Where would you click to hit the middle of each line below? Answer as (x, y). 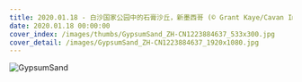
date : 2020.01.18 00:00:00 (60, 26)
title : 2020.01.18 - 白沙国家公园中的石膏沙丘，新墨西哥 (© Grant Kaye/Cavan (147, 17)
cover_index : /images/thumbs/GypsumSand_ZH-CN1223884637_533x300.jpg (142, 34)
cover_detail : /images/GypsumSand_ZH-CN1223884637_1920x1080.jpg (134, 42)
